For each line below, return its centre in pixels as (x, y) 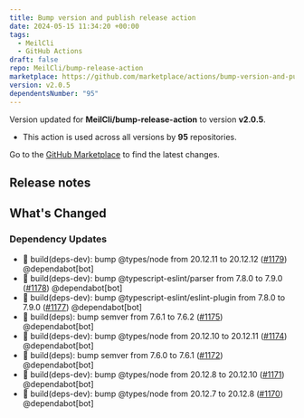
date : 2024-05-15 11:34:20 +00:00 (75, 26)
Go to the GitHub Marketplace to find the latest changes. (114, 154)
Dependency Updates (58, 239)
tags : (19, 34)
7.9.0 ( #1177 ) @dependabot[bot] (82, 307)
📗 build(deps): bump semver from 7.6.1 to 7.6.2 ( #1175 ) (123, 317)
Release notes (50, 182)
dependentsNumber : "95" (54, 93)
